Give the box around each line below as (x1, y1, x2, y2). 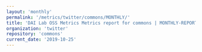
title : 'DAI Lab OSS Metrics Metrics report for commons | (6, 20, 158, 26)
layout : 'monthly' (6, 8, 52, 15)
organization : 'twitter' (6, 25, 69, 32)
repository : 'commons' (6, 31, 63, 37)
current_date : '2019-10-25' (6, 36, 77, 42)
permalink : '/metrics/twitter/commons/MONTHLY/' (6, 14, 130, 20)
